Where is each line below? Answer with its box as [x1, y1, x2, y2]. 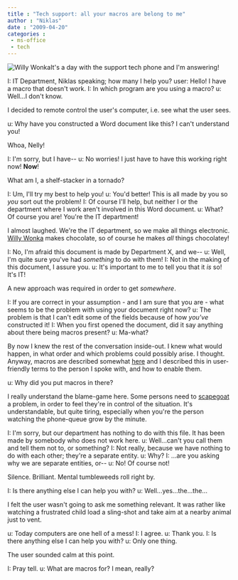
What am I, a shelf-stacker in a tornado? [7, 176, 125, 184]
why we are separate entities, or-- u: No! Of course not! [7, 459, 170, 467]
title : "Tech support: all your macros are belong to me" [7, 10, 186, 18]
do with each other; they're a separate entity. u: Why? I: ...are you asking [7, 451, 220, 460]
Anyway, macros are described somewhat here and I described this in [7, 357, 212, 365]
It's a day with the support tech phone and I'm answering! [50, 63, 220, 71]
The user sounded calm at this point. [7, 551, 115, 559]
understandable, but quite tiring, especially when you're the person [7, 407, 204, 416]
